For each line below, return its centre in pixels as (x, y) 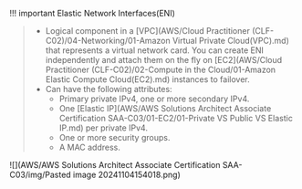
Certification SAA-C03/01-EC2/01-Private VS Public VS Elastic (176, 118)
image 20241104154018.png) (126, 174)
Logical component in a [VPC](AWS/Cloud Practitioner (148, 31)
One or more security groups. (115, 137)
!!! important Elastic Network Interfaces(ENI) (93, 13)
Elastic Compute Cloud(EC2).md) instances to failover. (148, 79)
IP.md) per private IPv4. (104, 128)
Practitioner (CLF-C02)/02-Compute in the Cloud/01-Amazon (161, 69)
